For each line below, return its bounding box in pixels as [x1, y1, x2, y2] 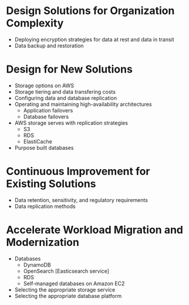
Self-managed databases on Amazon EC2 [23, 280, 125, 287]
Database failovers [23, 113, 69, 120]
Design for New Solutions [6, 63, 133, 76]
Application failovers [23, 107, 73, 114]
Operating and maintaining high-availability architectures [14, 101, 152, 108]
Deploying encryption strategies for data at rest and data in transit [14, 36, 174, 43]
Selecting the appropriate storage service [14, 286, 116, 293]
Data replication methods [14, 203, 76, 210]
